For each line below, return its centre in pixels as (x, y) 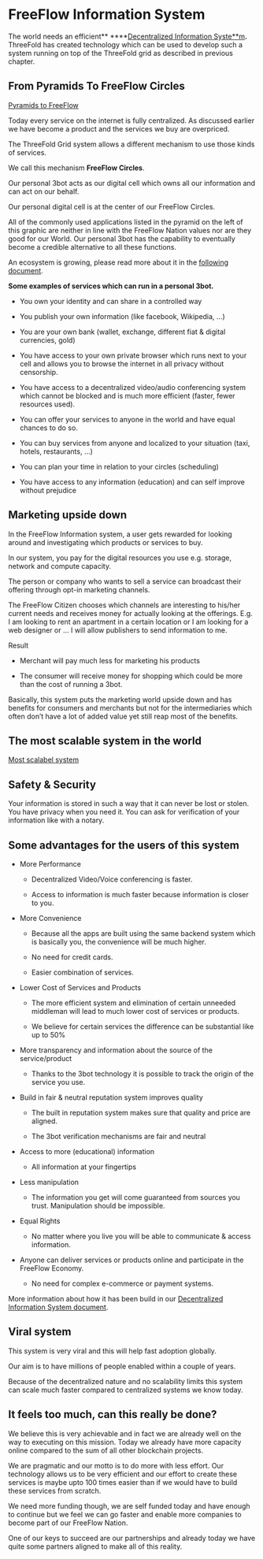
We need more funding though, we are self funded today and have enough (129, 1505)
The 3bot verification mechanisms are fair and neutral (119, 1136)
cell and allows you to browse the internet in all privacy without (122, 363)
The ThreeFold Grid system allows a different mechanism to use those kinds (131, 144)
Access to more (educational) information (87, 1151)
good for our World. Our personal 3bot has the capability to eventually (122, 239)
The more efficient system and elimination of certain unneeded (133, 1003)
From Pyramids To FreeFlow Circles (96, 86)
